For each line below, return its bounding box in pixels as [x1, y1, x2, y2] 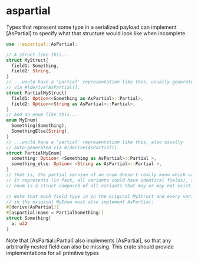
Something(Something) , [11, 123, 67, 129]
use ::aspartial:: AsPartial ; [6, 41, 78, 47]
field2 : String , [11, 68, 51, 74]
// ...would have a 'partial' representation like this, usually [6, 79, 170, 85]
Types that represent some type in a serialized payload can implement [6, 23, 177, 31]
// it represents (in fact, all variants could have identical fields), [6, 177, 189, 183]
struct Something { [6, 216, 51, 221]
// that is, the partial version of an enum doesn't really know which [6, 172, 186, 178]
